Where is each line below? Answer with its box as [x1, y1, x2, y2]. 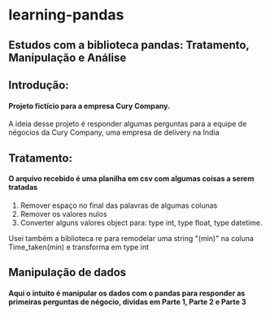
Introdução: [8, 78, 69, 92]
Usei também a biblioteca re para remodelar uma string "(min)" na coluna [8, 233, 255, 243]
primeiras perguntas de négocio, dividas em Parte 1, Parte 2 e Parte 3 [8, 296, 246, 306]
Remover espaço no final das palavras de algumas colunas [20, 201, 218, 210]
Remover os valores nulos [20, 209, 107, 218]
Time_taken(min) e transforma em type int [8, 242, 149, 252]
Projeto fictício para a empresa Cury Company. [8, 101, 171, 110]
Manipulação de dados [8, 265, 127, 279]
